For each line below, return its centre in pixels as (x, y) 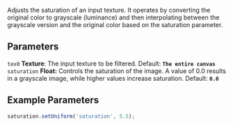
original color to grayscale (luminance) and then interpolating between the (113, 17)
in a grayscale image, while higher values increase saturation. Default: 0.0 (113, 78)
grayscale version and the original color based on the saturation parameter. (115, 25)
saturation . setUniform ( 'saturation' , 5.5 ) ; (71, 116)
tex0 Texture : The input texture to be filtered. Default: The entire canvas (111, 63)
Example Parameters (53, 100)
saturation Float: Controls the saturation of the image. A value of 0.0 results (117, 71)
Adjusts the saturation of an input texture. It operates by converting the (109, 10)
